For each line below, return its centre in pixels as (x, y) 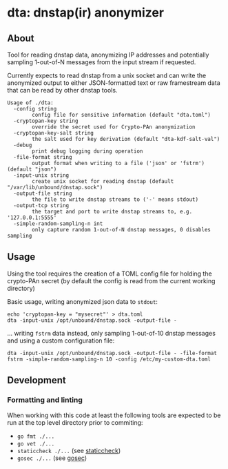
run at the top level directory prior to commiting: (75, 422)
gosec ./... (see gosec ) (52, 458)
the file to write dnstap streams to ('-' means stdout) (115, 200)
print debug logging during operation (87, 151)
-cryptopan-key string (46, 121)
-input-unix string (41, 175)
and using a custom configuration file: (61, 341)
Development (37, 380)
